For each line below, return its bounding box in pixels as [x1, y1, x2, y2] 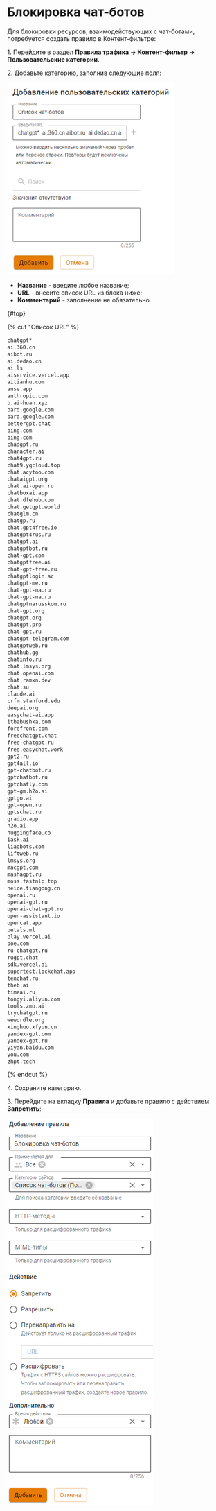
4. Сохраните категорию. [7, 1083, 82, 1092]
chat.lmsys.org [7, 663, 51, 670]
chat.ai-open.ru [7, 483, 54, 490]
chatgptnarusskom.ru [7, 601, 67, 607]
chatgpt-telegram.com [7, 635, 70, 642]
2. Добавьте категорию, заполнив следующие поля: [7, 69, 161, 77]
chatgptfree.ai [7, 559, 51, 566]
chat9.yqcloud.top [7, 462, 60, 469]
